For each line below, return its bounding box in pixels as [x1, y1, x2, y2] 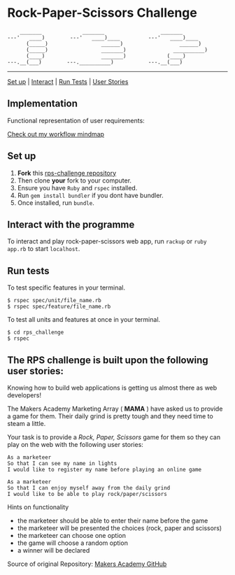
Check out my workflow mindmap [7, 129, 105, 138]
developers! [7, 391, 42, 399]
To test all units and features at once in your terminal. [7, 315, 161, 324]
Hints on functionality [7, 503, 69, 511]
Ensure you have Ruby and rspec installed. [17, 183, 138, 192]
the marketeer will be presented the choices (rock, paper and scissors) [17, 524, 222, 532]
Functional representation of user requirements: [7, 116, 145, 125]
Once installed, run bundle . [17, 198, 94, 207]
